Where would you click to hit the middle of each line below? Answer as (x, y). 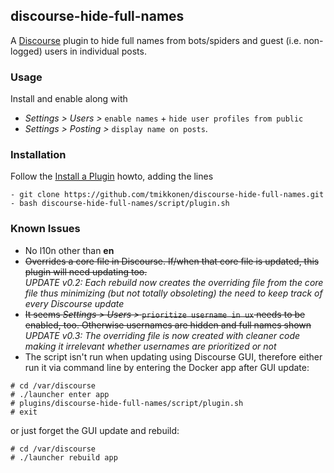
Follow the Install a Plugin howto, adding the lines (112, 176)
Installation (38, 155)
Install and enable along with (69, 99)
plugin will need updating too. (86, 271)
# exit (24, 412)
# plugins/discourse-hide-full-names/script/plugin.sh (127, 403)
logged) (26, 51)
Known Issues (45, 229)
